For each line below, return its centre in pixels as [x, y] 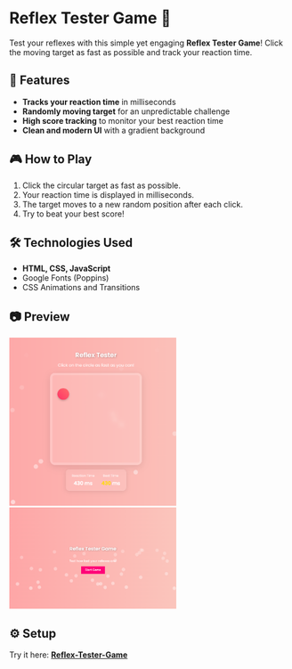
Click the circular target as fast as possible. [101, 185]
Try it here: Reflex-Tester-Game [69, 655]
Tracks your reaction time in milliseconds [99, 102]
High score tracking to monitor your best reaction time [123, 120]
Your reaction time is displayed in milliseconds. [108, 194]
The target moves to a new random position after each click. [132, 204]
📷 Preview [40, 317]
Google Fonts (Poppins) [65, 278]
